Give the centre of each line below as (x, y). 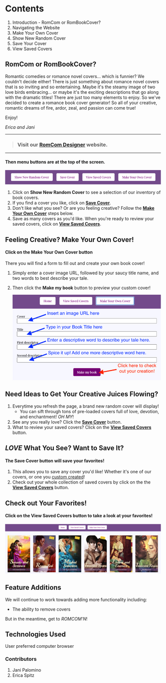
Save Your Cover (29, 43)
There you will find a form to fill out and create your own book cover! (75, 263)
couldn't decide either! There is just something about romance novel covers (82, 81)
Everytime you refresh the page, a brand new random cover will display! (85, 406)
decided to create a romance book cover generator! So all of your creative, (81, 103)
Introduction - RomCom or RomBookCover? (57, 22)
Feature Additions (33, 588)
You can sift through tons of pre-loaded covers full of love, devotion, (89, 411)
